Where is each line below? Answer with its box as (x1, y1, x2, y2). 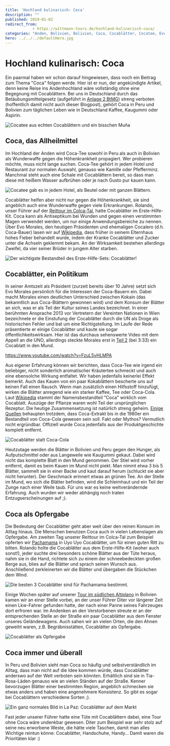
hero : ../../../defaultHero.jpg (5, 36, 73, 41)
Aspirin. (5, 112, 22, 118)
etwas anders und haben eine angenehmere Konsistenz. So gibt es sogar (5, 689, 158, 695)
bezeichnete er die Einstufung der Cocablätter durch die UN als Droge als (5, 316, 159, 322)
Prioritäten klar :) (5, 735, 40, 741)
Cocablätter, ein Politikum (5, 270, 89, 279)
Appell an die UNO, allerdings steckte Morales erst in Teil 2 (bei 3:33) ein (5, 337, 157, 343)
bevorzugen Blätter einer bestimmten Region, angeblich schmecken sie (5, 684, 154, 690)
